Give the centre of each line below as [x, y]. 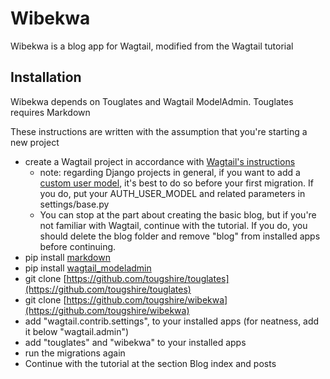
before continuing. [78, 246]
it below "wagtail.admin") [77, 331]
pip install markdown [67, 257]
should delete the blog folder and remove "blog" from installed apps [180, 236]
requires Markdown [50, 112]
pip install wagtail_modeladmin [88, 268]
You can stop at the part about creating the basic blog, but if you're [178, 214]
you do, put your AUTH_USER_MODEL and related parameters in [172, 193]
